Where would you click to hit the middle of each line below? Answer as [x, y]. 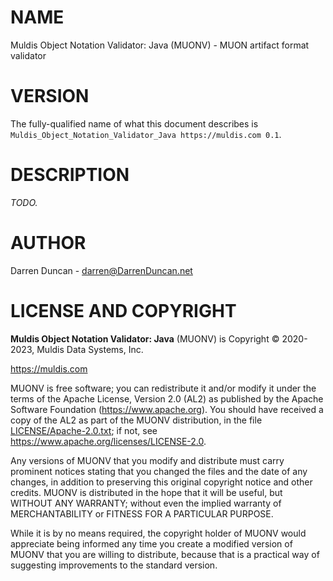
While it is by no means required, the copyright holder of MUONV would [158, 533]
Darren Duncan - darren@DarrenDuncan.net [101, 270]
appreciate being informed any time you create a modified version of [151, 543]
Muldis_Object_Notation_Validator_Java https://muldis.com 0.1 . [146, 134]
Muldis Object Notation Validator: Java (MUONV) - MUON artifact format [160, 45]
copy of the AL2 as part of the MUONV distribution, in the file [136, 420]
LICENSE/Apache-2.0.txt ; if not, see [84, 430]
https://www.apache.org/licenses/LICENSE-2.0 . [108, 441]
